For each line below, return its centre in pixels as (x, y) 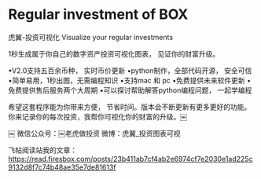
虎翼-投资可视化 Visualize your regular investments (91, 37)
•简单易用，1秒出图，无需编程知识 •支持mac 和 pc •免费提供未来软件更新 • (130, 80)
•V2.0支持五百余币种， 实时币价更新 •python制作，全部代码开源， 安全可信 (130, 70)
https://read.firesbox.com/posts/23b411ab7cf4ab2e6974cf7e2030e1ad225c (130, 159)
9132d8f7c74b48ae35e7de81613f (62, 167)
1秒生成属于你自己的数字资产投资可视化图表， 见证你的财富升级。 (114, 53)
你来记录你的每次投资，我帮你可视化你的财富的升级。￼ (97, 116)
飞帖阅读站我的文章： (42, 150)
